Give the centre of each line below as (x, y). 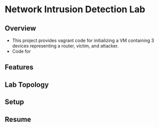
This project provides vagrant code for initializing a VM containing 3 (83, 40)
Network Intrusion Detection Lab (75, 9)
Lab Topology (27, 84)
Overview (21, 28)
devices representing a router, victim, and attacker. (65, 46)
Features (19, 67)
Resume (18, 119)
